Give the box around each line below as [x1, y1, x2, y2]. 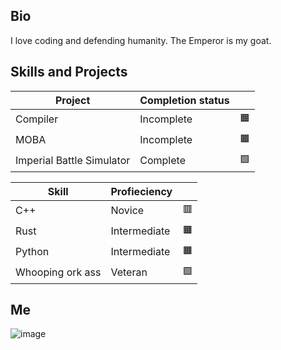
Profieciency [110, 184, 173, 198]
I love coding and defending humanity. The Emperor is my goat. [10, 34, 272, 46]
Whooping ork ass [15, 265, 102, 279]
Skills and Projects [10, 64, 128, 81]
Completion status [139, 93, 230, 107]
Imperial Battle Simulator [15, 154, 131, 168]
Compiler [15, 112, 59, 126]
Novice [110, 204, 145, 218]
